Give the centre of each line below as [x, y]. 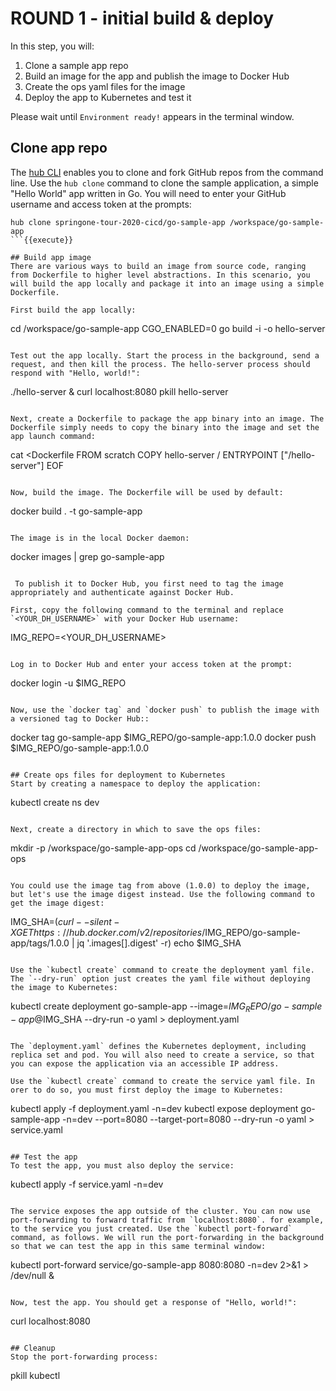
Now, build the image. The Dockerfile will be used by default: [147, 492]
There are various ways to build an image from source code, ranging [158, 266]
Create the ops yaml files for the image [105, 86]
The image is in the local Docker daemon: [100, 538]
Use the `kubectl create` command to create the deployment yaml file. [162, 970]
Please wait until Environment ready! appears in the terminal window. [152, 116]
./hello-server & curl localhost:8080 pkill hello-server [119, 391]
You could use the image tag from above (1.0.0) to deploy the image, [160, 885]
